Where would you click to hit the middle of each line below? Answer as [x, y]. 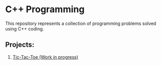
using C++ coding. [25, 28]
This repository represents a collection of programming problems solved [81, 23]
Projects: [20, 45]
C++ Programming [45, 9]
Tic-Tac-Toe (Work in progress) [45, 57]
